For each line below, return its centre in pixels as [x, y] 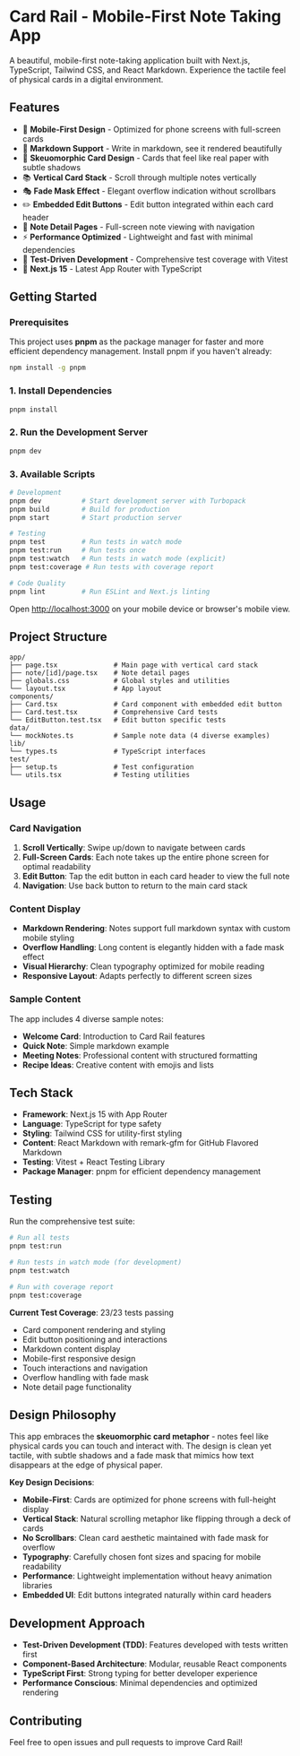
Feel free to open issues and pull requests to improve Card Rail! [126, 1742]
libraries [37, 1586]
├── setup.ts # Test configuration [102, 767]
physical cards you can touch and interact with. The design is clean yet [141, 1446]
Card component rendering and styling [94, 1329]
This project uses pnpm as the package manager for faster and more [137, 342]
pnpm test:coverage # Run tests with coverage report [112, 567]
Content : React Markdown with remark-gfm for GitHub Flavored [140, 1143]
